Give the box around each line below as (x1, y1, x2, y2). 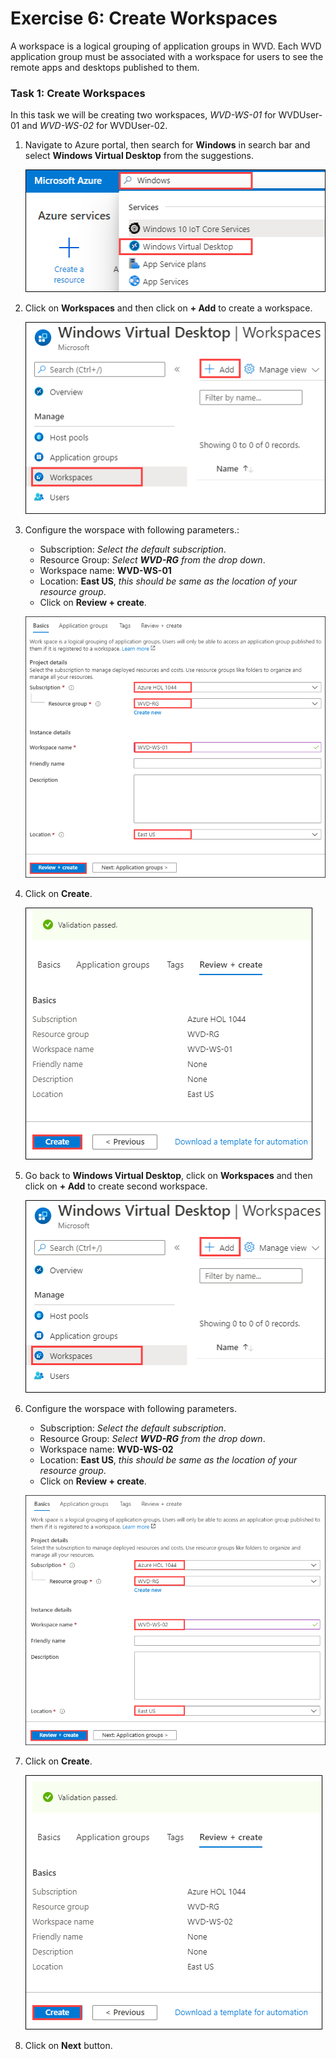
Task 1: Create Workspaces (10, 86, 146, 100)
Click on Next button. (24, 2039, 113, 2051)
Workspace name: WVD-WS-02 (39, 1443, 174, 1455)
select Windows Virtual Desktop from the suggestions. (24, 150, 255, 162)
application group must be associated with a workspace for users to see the (10, 50, 324, 62)
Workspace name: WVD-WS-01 (39, 564, 172, 576)
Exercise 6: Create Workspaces (10, 7, 278, 30)
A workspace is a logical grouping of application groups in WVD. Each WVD (10, 40, 322, 52)
